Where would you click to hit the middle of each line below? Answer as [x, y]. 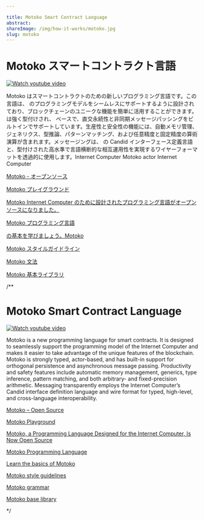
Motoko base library [31, 499]
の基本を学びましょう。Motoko [45, 236]
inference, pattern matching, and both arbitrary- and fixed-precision [92, 379]
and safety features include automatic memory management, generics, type [102, 373]
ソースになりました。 [33, 210]
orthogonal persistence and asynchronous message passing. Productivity [99, 366]
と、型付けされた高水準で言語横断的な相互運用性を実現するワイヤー [91, 149]
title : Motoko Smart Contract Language [57, 17]
